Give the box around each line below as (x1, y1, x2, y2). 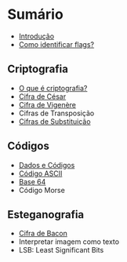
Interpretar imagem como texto (18, 237, 119, 246)
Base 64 (18, 176, 46, 186)
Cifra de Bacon (18, 229, 68, 238)
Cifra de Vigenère (18, 100, 76, 109)
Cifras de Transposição (18, 108, 95, 118)
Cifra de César (18, 92, 67, 101)
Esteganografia (7, 208, 85, 221)
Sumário (7, 5, 63, 24)
